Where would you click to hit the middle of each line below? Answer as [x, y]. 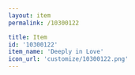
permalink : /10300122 [44, 23]
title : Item [28, 37]
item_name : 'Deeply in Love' [56, 52]
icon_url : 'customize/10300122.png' [68, 59]
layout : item [30, 15]
